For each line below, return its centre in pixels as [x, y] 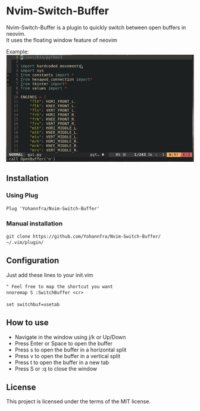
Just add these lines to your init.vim [50, 275]
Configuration [33, 261]
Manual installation [35, 223]
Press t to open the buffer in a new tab [62, 362]
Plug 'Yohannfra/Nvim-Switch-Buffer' [53, 208]
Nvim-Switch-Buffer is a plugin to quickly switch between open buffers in [96, 27]
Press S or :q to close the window [56, 368]
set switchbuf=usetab [33, 305]
